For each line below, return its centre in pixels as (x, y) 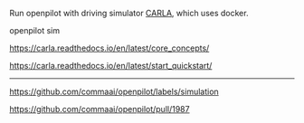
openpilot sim (35, 30)
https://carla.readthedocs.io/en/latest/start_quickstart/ (111, 66)
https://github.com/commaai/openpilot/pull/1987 (100, 109)
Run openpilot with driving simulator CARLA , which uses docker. (129, 13)
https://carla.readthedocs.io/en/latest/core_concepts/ (109, 48)
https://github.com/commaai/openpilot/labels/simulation (114, 91)
